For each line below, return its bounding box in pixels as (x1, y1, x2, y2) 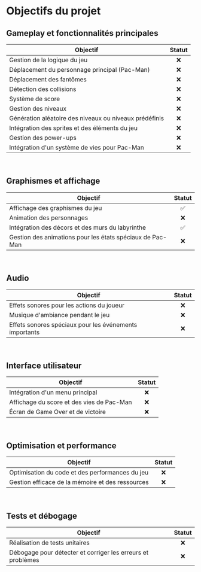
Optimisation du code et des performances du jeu (9, 468, 148, 477)
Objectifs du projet (6, 4, 101, 18)
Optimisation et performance (6, 440, 117, 451)
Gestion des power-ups (9, 133, 77, 142)
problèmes (9, 556, 39, 564)
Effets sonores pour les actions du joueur (9, 301, 124, 309)
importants (9, 328, 40, 336)
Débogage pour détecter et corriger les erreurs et (9, 549, 148, 557)
